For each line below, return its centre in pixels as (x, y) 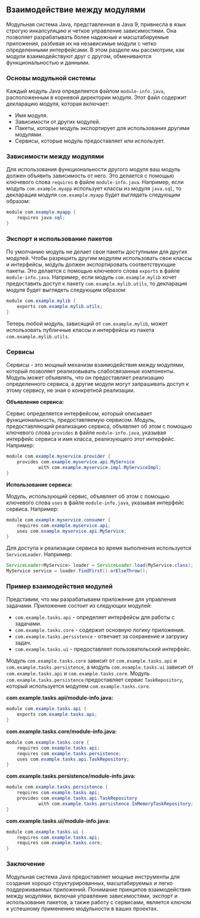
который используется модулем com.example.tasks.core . (78, 686)
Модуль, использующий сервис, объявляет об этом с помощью (88, 496)
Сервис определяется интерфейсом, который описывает (79, 413)
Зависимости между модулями (55, 156)
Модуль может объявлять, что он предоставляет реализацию (85, 378)
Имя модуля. (31, 116)
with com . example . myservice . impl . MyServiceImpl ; (100, 467)
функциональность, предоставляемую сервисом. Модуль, (81, 420)
